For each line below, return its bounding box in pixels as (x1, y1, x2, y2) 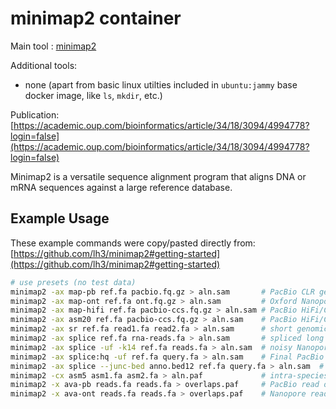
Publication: (10, 108, 60, 121)
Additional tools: (10, 59, 78, 71)
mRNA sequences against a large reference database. (10, 181, 233, 193)
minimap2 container (10, 7, 182, 30)
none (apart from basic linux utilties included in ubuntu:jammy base (24, 78, 298, 91)
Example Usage (10, 210, 110, 227)
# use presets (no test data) (10, 277, 137, 287)
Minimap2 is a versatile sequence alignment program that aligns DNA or (10, 170, 307, 182)
